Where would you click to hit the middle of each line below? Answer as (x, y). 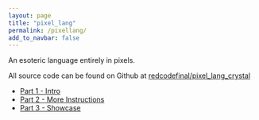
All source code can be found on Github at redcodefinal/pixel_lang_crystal (129, 75)
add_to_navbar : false (44, 38)
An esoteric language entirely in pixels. (72, 60)
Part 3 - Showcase (50, 108)
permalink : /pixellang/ (48, 30)
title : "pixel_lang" (43, 23)
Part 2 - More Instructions (62, 99)
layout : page (30, 15)
